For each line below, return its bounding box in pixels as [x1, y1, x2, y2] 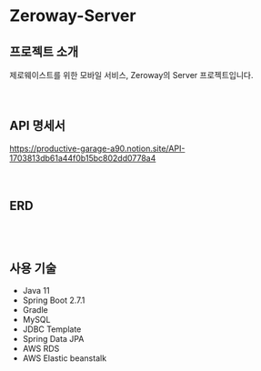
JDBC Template [22, 324, 82, 335]
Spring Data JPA [22, 334, 85, 345]
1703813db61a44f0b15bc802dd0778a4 [9, 152, 156, 164]
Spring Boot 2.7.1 [22, 295, 85, 306]
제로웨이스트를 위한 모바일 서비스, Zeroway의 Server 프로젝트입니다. [9, 70, 254, 80]
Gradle [22, 305, 48, 316]
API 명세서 [9, 118, 66, 134]
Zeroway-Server [9, 5, 136, 26]
